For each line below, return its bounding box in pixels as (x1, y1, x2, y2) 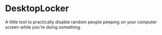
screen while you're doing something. (5, 24, 82, 30)
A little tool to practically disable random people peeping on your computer (5, 19, 157, 25)
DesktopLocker (5, 3, 69, 14)
